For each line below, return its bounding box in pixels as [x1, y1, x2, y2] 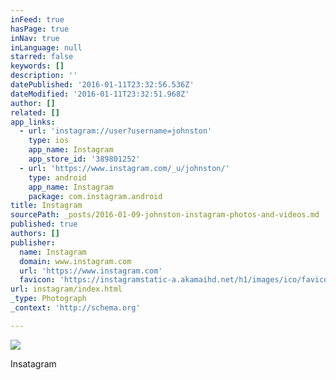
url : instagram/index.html [10, 284, 123, 295]
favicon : [19, 275, 56, 285]
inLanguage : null [10, 42, 83, 53]
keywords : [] [10, 61, 65, 71]
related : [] [10, 107, 60, 118]
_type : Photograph [10, 294, 87, 304]
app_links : [10, 117, 56, 127]
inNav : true [10, 33, 60, 43]
